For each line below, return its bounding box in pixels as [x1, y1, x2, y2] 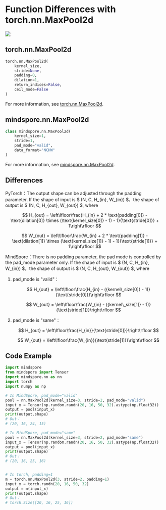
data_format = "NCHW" [14, 148, 56, 153]
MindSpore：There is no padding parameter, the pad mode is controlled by [5, 254, 161, 260]
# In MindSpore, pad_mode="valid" [5, 393, 78, 398]
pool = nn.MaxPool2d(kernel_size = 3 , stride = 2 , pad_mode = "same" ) [5, 435, 143, 440]
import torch [5, 379, 33, 385]
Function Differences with [5, 4, 116, 15]
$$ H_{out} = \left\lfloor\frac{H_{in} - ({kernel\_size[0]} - [27, 286, 144, 292]
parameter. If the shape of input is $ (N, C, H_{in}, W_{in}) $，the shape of [5, 196, 160, 203]
